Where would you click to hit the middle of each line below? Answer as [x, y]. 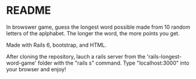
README [29, 10]
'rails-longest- [164, 56]
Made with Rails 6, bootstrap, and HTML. [56, 45]
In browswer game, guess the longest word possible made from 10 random [98, 27]
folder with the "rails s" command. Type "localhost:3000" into [114, 63]
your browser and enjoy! [36, 69]
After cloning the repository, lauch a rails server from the [76, 56]
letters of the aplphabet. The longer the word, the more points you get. [93, 33]
